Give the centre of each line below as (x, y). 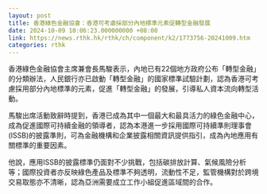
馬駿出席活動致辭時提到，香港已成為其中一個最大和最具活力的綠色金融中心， (133, 115)
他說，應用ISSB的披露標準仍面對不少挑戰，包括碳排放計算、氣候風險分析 (127, 162)
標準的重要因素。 (43, 145)
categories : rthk (37, 45)
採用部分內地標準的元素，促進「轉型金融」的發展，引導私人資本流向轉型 (133, 89)
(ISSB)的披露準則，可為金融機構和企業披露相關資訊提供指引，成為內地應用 (130, 135)
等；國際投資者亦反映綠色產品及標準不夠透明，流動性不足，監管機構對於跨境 (133, 173)
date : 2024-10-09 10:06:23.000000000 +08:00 (83, 30)
